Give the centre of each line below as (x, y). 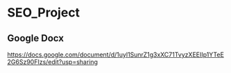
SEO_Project (44, 13)
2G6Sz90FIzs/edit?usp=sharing (53, 62)
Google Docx (36, 38)
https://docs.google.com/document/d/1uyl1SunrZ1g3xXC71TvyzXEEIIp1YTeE (115, 54)
